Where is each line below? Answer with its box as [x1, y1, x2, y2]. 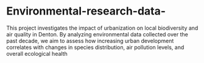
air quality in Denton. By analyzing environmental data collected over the [6, 30, 189, 38]
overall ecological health [6, 50, 68, 57]
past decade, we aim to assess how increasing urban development [6, 37, 174, 44]
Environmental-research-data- [6, 4, 166, 18]
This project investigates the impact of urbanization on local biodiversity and [6, 24, 199, 31]
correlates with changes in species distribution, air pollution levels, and [6, 44, 185, 51]
